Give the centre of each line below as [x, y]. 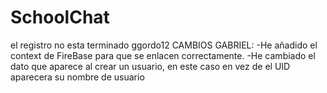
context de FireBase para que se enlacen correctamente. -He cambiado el [163, 55]
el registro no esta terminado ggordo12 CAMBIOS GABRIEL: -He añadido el [164, 45]
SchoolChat [60, 17]
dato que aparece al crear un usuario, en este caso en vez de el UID [150, 66]
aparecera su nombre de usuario [77, 77]
